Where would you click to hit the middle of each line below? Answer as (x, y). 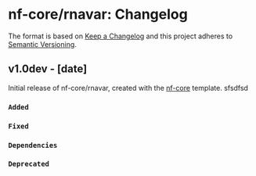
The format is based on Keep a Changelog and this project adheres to (121, 36)
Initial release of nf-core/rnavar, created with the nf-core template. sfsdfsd (128, 88)
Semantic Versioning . (42, 44)
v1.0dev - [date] (48, 69)
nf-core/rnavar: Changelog (98, 14)
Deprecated (29, 164)
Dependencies (33, 145)
